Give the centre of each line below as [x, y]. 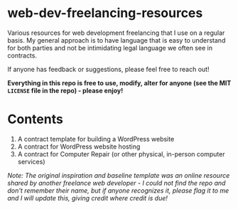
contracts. [22, 55]
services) [31, 161]
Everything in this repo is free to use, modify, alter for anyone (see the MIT [119, 82]
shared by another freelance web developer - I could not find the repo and [117, 183]
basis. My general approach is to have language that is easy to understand [117, 40]
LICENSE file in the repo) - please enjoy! [65, 90]
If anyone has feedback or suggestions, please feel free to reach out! [108, 69]
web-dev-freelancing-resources [105, 13]
